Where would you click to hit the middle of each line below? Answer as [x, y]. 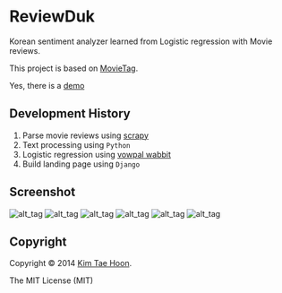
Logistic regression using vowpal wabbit [97, 154]
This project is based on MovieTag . [74, 68]
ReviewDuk [52, 17]
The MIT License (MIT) [51, 280]
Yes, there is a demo [47, 85]
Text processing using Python [76, 144]
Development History [70, 114]
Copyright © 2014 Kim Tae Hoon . [71, 263]
